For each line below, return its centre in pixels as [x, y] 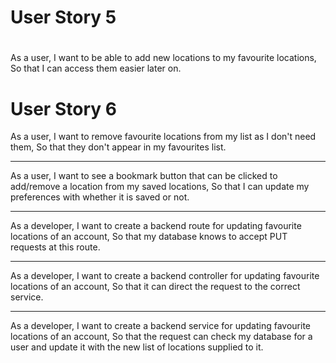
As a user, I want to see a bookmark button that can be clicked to [144, 176]
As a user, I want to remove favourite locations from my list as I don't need [163, 137]
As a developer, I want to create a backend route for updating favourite [156, 226]
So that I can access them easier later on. [96, 68]
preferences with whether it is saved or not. [100, 197]
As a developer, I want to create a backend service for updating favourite [160, 326]
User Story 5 [63, 17]
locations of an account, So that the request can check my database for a [161, 337]
